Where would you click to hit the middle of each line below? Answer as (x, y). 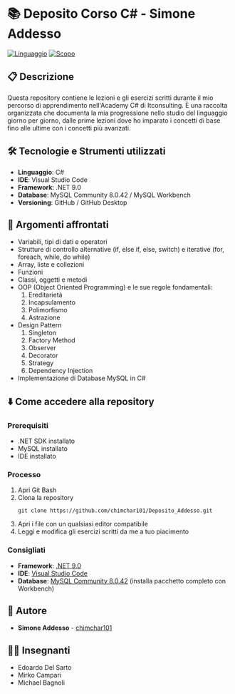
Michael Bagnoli (41, 683)
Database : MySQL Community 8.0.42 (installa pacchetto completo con (122, 581)
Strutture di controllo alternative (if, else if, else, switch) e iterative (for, (121, 250)
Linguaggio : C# (41, 172)
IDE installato (37, 456)
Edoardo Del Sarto (45, 668)
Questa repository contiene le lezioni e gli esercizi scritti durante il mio (110, 98)
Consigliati (27, 550)
